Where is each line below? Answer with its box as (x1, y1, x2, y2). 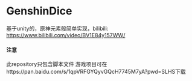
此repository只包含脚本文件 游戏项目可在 (6, 61, 107, 68)
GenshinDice (6, 4, 72, 18)
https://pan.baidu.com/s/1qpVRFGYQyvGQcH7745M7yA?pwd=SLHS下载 (6, 68, 186, 76)
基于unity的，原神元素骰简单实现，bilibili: (6, 25, 109, 32)
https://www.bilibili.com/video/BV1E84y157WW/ (6, 31, 126, 38)
